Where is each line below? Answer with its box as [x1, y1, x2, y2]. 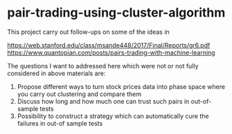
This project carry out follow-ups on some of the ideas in [7, 28, 170, 36]
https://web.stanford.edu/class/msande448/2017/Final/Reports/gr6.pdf [7, 41, 211, 49]
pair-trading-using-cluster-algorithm [7, 5, 226, 21]
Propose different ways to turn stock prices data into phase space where [17, 82, 226, 90]
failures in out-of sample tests [17, 119, 103, 127]
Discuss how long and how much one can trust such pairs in [17, 97, 190, 105]
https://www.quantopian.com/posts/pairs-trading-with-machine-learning [7, 48, 216, 57]
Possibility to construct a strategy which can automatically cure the [17, 112, 209, 120]
